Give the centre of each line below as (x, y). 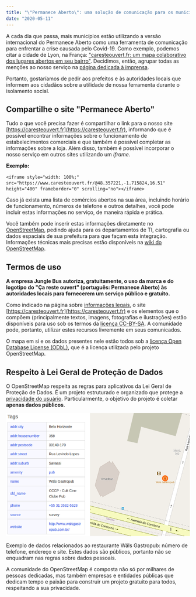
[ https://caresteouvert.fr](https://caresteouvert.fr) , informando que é (89, 129)
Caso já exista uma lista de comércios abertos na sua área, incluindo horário (98, 200)
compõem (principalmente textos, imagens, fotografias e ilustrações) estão (96, 318)
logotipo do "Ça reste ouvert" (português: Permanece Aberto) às (87, 288)
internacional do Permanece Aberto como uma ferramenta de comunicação (97, 42)
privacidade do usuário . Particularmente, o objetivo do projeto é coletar (92, 398)
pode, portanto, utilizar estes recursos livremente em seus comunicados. (94, 330)
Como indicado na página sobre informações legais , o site (76, 305)
